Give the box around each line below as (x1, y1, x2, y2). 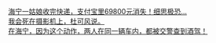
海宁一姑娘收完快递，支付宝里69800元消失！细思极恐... (8, 7, 187, 16)
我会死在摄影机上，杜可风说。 (8, 16, 104, 26)
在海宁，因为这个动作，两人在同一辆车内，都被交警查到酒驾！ (8, 27, 208, 35)
